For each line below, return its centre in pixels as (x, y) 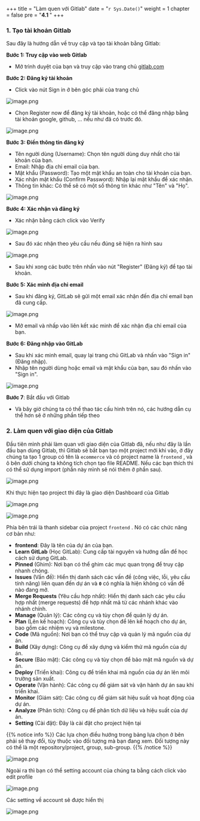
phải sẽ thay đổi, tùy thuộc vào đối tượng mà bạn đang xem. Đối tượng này (98, 741)
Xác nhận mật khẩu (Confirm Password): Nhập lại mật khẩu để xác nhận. (104, 179)
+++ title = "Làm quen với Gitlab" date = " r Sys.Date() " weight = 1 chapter (98, 9)
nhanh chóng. (32, 571)
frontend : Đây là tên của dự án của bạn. (64, 545)
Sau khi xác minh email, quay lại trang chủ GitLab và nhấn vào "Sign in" (103, 356)
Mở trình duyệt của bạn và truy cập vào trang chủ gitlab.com (89, 67)
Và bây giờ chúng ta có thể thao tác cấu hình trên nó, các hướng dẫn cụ (103, 409)
